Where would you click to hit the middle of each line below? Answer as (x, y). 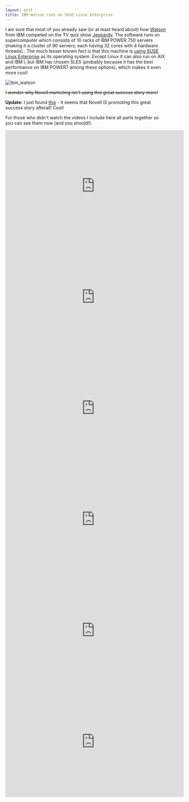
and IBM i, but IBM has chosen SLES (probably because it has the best (79, 62)
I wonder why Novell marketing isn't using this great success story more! (82, 92)
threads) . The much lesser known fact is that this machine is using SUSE (82, 51)
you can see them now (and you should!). (49, 123)
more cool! (17, 72)
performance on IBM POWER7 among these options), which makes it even (83, 67)
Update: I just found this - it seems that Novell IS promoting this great (78, 102)
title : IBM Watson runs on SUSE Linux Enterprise (59, 15)
